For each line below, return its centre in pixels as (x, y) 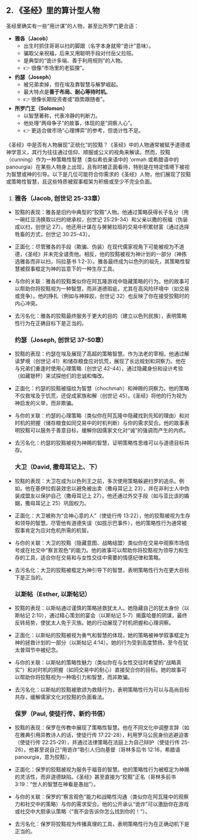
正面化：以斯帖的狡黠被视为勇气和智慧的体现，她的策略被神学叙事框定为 (102, 635)
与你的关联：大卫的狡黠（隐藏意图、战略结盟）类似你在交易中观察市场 (99, 543)
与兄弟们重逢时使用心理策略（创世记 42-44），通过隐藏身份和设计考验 (99, 368)
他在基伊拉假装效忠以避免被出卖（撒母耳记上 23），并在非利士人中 (105, 488)
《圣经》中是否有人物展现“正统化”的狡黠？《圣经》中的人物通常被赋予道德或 (98, 145)
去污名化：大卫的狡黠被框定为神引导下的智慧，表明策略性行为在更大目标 (102, 570)
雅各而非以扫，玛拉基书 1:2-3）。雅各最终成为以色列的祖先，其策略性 (102, 261)
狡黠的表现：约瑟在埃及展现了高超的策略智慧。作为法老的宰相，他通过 (99, 354)
